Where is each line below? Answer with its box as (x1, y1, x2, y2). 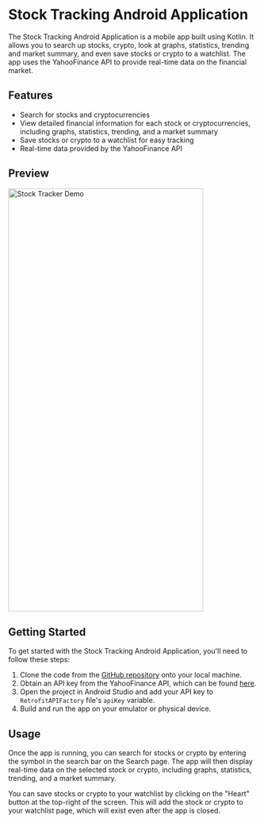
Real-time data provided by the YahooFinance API (19, 143, 183, 153)
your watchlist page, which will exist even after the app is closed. (8, 806, 220, 816)
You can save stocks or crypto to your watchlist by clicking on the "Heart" (8, 789, 250, 798)
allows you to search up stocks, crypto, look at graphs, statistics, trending (8, 40, 250, 49)
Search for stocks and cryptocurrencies (19, 110, 151, 119)
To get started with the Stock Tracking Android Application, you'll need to (8, 646, 248, 656)
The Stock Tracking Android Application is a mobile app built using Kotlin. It (8, 32, 254, 41)
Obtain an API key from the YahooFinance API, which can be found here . (19, 678, 257, 689)
